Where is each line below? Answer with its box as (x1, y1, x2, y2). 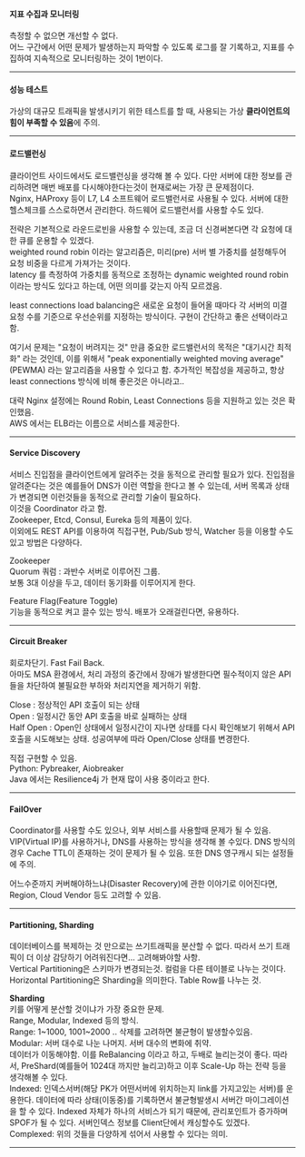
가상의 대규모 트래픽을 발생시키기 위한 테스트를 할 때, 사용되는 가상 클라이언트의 (9, 105, 290, 117)
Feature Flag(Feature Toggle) (9, 595, 118, 606)
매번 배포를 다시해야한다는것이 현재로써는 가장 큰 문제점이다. (40, 182, 254, 193)
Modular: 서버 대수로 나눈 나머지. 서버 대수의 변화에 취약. (9, 1038, 212, 1049)
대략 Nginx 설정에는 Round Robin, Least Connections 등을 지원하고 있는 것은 (9, 395, 287, 406)
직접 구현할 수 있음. (9, 753, 77, 764)
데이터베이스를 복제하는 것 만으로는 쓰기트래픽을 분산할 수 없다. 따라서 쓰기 (9, 941, 274, 952)
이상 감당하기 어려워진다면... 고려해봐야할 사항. (35, 952, 201, 963)
